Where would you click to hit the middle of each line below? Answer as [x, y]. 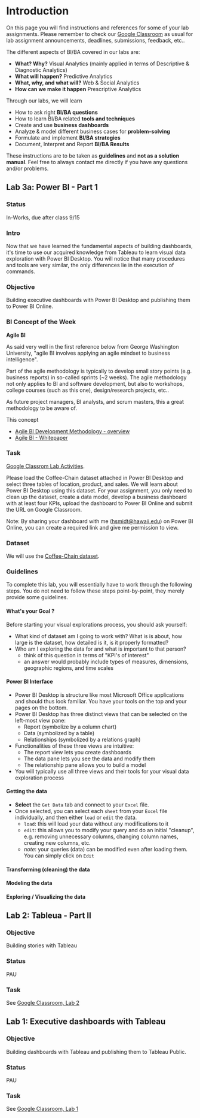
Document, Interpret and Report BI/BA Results [72, 144]
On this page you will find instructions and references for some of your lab [98, 28]
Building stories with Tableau [42, 945]
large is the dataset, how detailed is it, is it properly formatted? [92, 642]
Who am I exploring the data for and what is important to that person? [100, 649]
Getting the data [27, 791]
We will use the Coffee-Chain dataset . [53, 556]
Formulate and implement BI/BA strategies [67, 138]
